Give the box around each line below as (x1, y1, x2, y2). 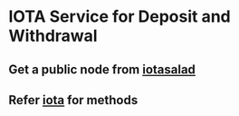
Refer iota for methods (8, 92, 139, 108)
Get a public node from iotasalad (8, 62, 196, 77)
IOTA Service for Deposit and (8, 6, 232, 27)
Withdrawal (8, 25, 98, 46)
